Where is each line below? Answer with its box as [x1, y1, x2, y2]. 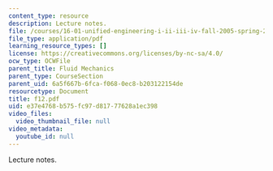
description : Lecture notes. [8, 19, 107, 28]
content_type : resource [8, 11, 89, 20]
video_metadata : [8, 125, 63, 133]
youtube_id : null [15, 132, 75, 140]
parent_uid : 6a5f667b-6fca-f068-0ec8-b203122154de [8, 79, 184, 88]
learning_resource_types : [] [8, 42, 107, 50]
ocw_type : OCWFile [8, 58, 71, 66]
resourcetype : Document [8, 87, 89, 96]
